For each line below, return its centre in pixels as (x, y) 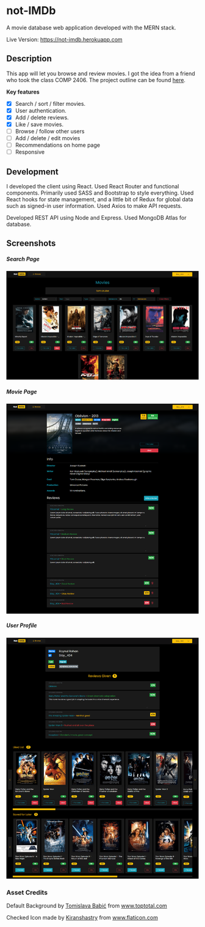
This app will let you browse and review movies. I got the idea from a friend (101, 73)
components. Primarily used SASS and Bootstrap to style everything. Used (100, 193)
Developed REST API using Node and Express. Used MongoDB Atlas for (97, 218)
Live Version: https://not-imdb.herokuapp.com (65, 39)
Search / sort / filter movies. (50, 103)
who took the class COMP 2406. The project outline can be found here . (96, 80)
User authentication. (41, 110)
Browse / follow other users (50, 131)
